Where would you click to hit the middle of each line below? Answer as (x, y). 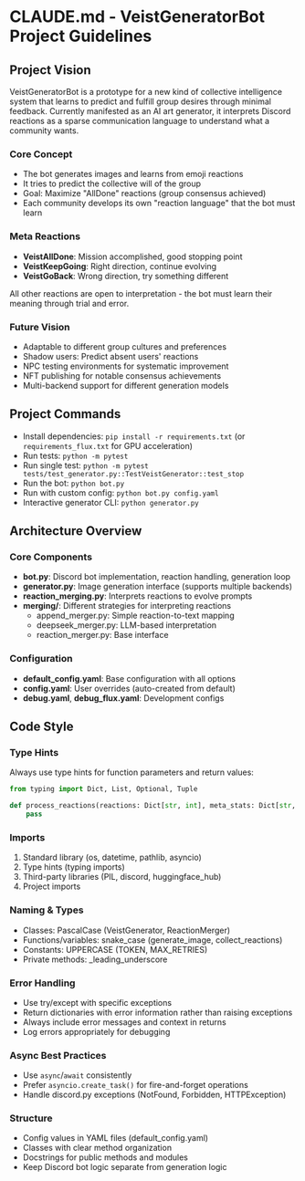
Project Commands (65, 414)
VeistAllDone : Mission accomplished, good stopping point (132, 256)
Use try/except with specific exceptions (97, 1002)
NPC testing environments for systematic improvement (126, 366)
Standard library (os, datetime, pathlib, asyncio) (112, 857)
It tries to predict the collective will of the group (112, 183)
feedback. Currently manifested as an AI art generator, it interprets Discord (150, 111)
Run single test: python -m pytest (85, 465)
